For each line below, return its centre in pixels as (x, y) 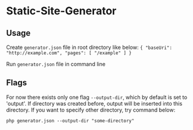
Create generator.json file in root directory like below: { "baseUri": (89, 47)
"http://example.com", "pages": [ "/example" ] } (69, 53)
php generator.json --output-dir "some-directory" (70, 120)
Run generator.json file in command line (56, 64)
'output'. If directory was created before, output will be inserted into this (94, 103)
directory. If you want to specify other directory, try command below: (91, 110)
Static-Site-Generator (61, 11)
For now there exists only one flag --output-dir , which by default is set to (97, 97)
